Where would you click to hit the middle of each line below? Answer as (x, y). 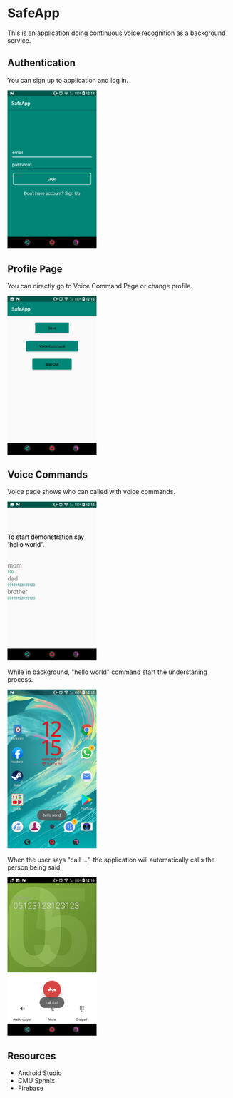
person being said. (35, 867)
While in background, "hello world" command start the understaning (108, 672)
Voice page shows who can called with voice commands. (92, 492)
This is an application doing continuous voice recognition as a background (116, 33)
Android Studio (40, 1073)
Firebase (31, 1088)
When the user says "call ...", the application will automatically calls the (111, 860)
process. (20, 680)
